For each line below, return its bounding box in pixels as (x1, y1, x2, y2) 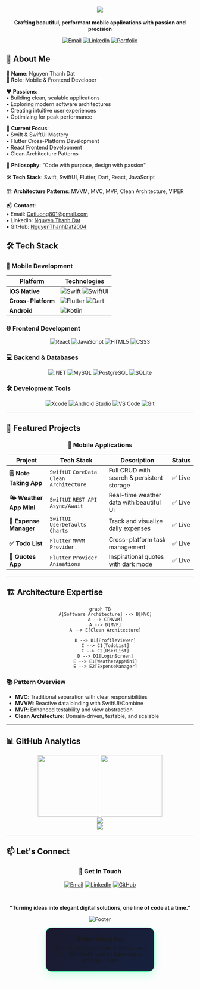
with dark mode (108, 560, 153, 568)
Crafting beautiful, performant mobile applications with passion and (14, 18, 186, 26)
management (108, 543, 146, 551)
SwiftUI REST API (49, 496, 98, 503)
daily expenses (108, 524, 151, 533)
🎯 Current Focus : (6, 125, 49, 132)
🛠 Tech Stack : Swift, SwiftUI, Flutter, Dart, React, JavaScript (6, 173, 155, 181)
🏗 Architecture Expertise (6, 587, 103, 598)
